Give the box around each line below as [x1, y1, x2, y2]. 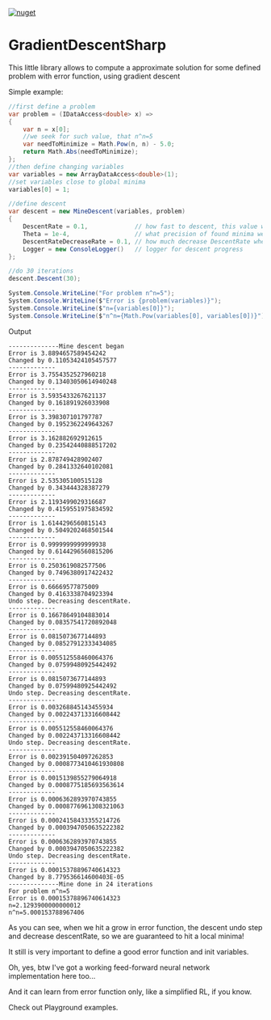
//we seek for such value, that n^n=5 [23, 133, 153, 141]
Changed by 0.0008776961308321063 [8, 802, 125, 810]
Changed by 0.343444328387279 [8, 484, 110, 492]
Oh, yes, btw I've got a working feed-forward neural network [8, 963, 211, 972]
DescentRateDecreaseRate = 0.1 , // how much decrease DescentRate [23, 237, 251, 246]
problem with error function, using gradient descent [8, 71, 181, 81]
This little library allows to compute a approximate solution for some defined [8, 62, 261, 72]
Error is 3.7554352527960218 [8, 370, 106, 379]
